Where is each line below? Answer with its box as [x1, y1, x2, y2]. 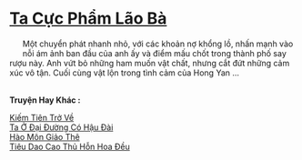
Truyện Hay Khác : [9, 95, 81, 105]
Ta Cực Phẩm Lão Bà [9, 8, 167, 29]
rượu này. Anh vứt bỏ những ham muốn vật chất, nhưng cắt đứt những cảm [9, 57, 290, 68]
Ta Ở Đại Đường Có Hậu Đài [9, 122, 114, 133]
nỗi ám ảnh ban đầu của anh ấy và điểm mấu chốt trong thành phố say [22, 47, 287, 58]
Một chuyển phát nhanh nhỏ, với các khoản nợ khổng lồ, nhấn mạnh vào [22, 38, 294, 49]
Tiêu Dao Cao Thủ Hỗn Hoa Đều [9, 141, 130, 152]
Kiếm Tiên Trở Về [9, 112, 75, 123]
